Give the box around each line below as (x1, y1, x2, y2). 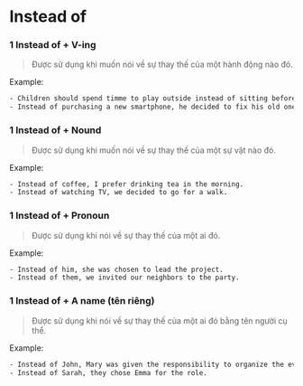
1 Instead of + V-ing (9, 39, 96, 52)
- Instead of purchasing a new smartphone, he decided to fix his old (9, 102, 280, 112)
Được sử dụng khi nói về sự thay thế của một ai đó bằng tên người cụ (31, 315, 289, 326)
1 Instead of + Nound (9, 124, 102, 137)
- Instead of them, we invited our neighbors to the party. (9, 273, 241, 282)
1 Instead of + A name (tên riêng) (9, 295, 155, 307)
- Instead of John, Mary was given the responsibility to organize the (9, 360, 284, 369)
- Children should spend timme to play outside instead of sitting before (9, 94, 297, 103)
